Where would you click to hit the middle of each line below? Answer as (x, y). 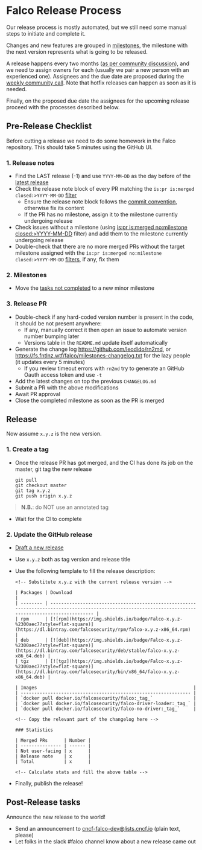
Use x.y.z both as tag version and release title (73, 560)
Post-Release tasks (43, 803)
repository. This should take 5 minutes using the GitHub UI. (79, 147)
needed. (17, 89)
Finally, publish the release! (49, 784)
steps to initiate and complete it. (46, 33)
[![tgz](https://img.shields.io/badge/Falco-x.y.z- (116, 662)
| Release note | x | (53, 756)
